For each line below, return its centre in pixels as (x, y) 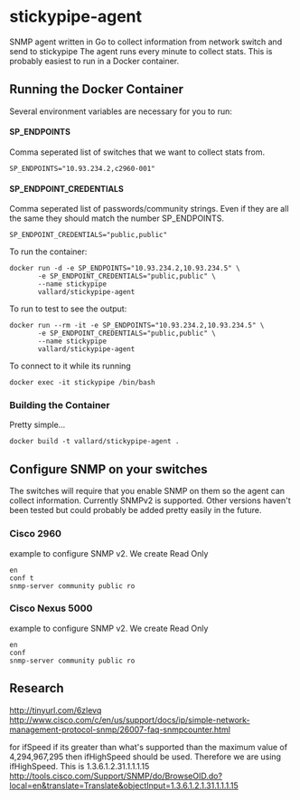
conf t (22, 578)
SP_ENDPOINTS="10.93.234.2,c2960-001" (82, 168)
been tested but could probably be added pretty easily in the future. (136, 510)
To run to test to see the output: (68, 309)
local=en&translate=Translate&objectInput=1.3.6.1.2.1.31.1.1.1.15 (124, 786)
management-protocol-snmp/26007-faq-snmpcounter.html (120, 729)
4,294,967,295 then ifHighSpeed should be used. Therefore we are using (145, 757)
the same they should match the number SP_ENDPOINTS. (117, 218)
